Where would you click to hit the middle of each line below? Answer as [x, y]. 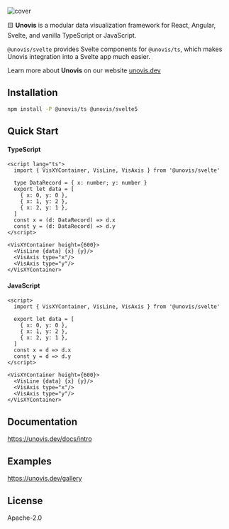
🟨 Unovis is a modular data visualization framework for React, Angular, [112, 25]
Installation [33, 93]
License [25, 501]
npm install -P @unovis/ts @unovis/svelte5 [73, 109]
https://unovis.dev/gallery [45, 479]
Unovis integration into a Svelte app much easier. [79, 56]
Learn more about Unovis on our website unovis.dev [84, 70]
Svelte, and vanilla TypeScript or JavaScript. [72, 35]
